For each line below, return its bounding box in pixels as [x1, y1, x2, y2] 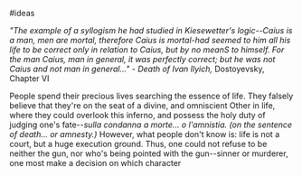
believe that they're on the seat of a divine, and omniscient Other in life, [9, 100, 276, 111]
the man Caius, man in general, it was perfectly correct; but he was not [9, 54, 276, 64]
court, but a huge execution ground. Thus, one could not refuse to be [9, 139, 268, 149]
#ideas [9, 8, 35, 18]
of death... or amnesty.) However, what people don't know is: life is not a [9, 129, 280, 139]
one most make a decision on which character [9, 158, 182, 168]
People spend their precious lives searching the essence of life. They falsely [9, 90, 294, 101]
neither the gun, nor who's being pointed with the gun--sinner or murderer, [9, 148, 288, 159]
